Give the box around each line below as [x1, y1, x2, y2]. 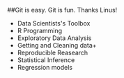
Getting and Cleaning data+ [17, 41, 97, 49]
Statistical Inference [17, 56, 75, 64]
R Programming [17, 27, 63, 35]
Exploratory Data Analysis [17, 34, 92, 42]
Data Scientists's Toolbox [17, 19, 91, 27]
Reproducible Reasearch [17, 48, 88, 57]
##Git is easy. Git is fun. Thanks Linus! [7, 6, 118, 14]
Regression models [17, 64, 73, 71]
